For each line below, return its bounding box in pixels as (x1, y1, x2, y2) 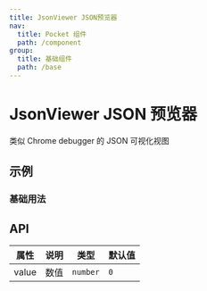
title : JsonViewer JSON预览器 (9, 12, 118, 22)
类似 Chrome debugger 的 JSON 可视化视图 (9, 135, 170, 145)
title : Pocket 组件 (17, 29, 87, 38)
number (71, 267, 100, 277)
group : (9, 46, 34, 55)
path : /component (17, 37, 82, 47)
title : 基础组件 (17, 54, 73, 63)
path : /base (17, 63, 62, 72)
